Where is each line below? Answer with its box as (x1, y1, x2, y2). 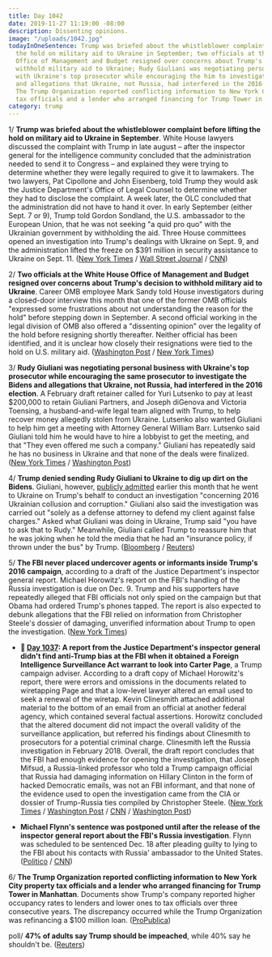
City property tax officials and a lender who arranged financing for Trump (8, 881, 261, 890)
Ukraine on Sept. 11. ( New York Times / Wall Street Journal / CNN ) (8, 254, 228, 264)
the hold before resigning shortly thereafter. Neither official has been (8, 330, 238, 340)
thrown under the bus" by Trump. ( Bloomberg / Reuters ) (8, 543, 196, 552)
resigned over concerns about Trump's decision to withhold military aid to (8, 278, 263, 288)
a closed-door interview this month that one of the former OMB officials (8, 295, 248, 305)
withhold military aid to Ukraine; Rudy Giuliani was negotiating (15, 65, 244, 73)
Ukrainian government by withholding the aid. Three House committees (8, 228, 247, 238)
